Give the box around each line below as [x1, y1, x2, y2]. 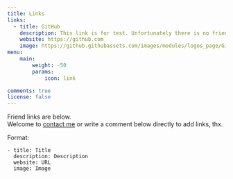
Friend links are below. [7, 112, 71, 121]
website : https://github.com [19, 36, 104, 43]
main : [19, 56, 36, 62]
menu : [7, 49, 23, 56]
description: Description [13, 153, 89, 160]
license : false [7, 94, 51, 101]
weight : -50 [32, 62, 67, 69]
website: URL [13, 159, 51, 167]
